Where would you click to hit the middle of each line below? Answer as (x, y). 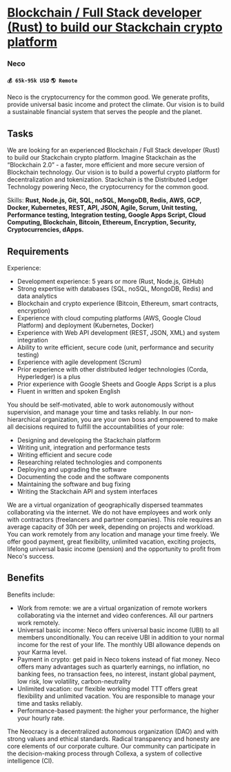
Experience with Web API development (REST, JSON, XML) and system (118, 332)
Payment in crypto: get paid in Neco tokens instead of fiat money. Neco (119, 659)
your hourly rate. (41, 718)
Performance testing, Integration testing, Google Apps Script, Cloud (107, 215)
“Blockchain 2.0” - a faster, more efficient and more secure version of (106, 165)
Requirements (38, 251)
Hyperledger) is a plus (49, 376)
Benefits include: (31, 595)
